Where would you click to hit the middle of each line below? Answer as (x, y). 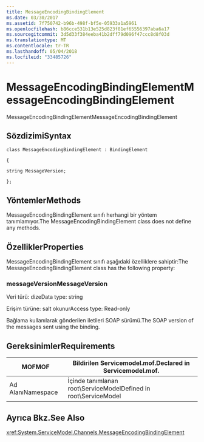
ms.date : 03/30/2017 (32, 18)
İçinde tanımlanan (93, 381)
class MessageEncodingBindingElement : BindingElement (77, 150)
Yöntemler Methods (44, 200)
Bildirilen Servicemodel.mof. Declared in (131, 363)
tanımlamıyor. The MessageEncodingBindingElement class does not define (99, 222)
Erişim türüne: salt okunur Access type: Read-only (68, 309)
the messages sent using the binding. (53, 327)
